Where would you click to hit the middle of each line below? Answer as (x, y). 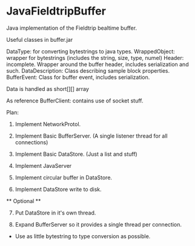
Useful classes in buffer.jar (40, 39)
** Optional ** (24, 201)
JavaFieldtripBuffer (56, 11)
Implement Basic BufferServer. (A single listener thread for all (91, 136)
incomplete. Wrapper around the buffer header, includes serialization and (97, 64)
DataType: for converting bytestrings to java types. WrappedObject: (91, 51)
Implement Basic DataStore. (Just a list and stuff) (76, 154)
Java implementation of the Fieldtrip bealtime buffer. (72, 28)
